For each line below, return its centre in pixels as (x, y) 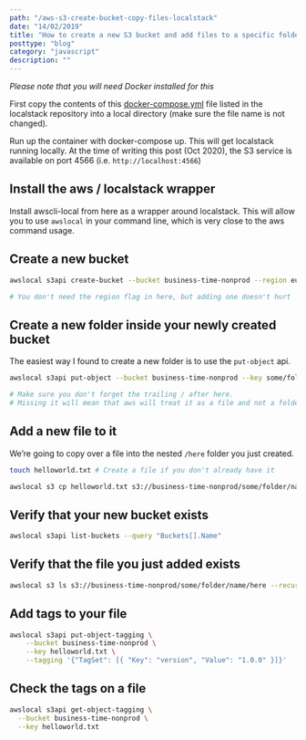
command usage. (42, 230)
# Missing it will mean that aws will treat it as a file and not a (142, 402)
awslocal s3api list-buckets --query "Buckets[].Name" (116, 536)
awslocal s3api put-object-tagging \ (81, 635)
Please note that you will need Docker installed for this (112, 86)
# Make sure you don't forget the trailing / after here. (122, 395)
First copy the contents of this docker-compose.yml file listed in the (136, 104)
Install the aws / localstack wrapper (112, 189)
